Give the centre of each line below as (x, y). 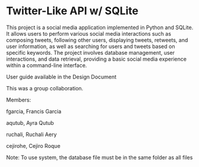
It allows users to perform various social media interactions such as (89, 33)
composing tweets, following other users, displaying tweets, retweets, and (97, 40)
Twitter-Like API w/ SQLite (72, 11)
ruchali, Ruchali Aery (31, 134)
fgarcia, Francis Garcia (34, 111)
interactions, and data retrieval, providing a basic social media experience (97, 59)
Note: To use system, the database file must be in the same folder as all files (99, 157)
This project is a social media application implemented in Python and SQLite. (100, 27)
